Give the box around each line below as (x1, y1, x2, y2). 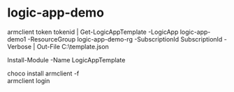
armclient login (7, 76, 50, 84)
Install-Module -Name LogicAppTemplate (7, 55, 126, 64)
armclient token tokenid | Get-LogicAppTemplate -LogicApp (7, 28, 179, 36)
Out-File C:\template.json (36, 42, 110, 50)
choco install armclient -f (7, 69, 80, 77)
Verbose (7, 42, 32, 50)
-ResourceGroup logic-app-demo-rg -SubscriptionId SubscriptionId (27, 35, 223, 43)
